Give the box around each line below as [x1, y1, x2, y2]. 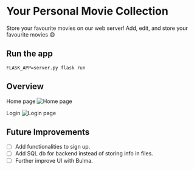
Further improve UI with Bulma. [15, 157, 93, 164]
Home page [6, 97, 36, 105]
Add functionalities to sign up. [15, 143, 91, 151]
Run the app [6, 49, 53, 59]
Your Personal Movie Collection [6, 4, 168, 18]
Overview [6, 81, 44, 92]
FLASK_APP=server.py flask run [6, 65, 86, 71]
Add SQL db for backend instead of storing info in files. [15, 150, 153, 157]
